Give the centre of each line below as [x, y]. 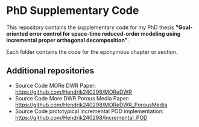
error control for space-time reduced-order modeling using [105, 33]
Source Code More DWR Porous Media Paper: [72, 98]
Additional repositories [50, 71]
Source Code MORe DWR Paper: [55, 85]
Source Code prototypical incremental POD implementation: [89, 111]
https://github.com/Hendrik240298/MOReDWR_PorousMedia [91, 105]
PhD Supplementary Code [73, 11]
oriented [17, 33]
